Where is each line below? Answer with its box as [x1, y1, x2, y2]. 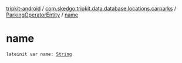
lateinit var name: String [6, 51, 72, 57]
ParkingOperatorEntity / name [6, 11, 78, 18]
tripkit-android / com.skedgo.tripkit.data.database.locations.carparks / [6, 5, 177, 12]
